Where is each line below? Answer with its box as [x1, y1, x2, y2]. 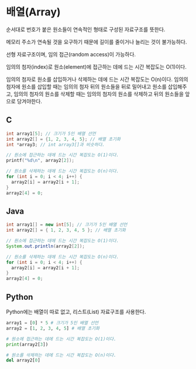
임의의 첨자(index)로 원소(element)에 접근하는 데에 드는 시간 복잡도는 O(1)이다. [6, 63, 187, 70]
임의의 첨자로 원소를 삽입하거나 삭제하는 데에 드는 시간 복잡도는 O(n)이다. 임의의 [6, 76, 188, 83]
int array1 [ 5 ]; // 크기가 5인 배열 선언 [6, 130, 97, 137]
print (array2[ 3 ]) [6, 341, 49, 347]
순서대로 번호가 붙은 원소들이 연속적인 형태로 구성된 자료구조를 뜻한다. [6, 26, 166, 33]
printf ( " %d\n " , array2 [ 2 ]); [6, 158, 75, 164]
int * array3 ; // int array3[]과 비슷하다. [6, 141, 105, 147]
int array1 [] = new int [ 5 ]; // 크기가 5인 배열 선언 [6, 222, 128, 228]
